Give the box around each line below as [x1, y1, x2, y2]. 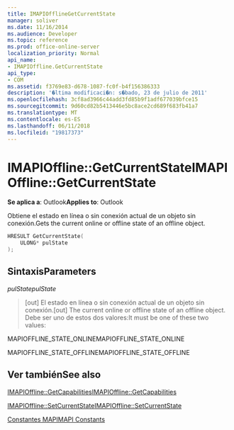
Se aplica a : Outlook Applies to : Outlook [7, 198, 123, 206]
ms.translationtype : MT [7, 109, 78, 116]
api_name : [7, 57, 37, 64]
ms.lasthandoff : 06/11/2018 [7, 122, 91, 130]
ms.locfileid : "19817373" [7, 129, 84, 136]
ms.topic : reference [7, 37, 69, 44]
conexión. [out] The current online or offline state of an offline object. [24, 305, 225, 314]
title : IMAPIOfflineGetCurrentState [7, 10, 116, 18]
